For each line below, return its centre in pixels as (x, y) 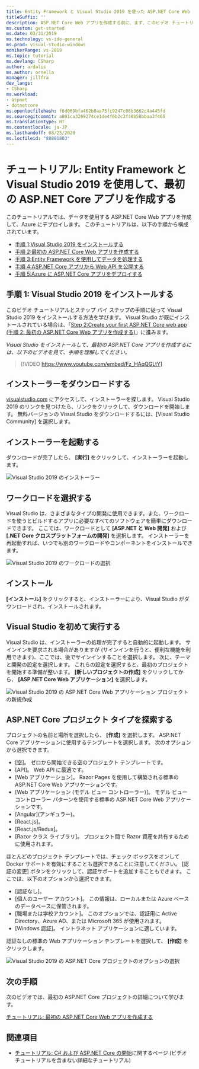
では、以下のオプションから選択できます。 (63, 879)
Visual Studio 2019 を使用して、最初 (96, 184)
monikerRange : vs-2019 (34, 50)
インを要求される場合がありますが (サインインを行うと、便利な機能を (101, 649)
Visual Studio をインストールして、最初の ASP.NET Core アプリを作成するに (99, 344)
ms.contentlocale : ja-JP (37, 127)
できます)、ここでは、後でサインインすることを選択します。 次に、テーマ (101, 657)
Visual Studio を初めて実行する (63, 627)
